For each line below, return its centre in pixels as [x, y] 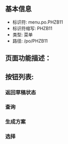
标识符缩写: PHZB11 [32, 28]
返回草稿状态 [21, 92]
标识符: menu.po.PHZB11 [38, 22]
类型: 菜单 [22, 35]
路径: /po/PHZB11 [30, 41]
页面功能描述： [28, 58]
